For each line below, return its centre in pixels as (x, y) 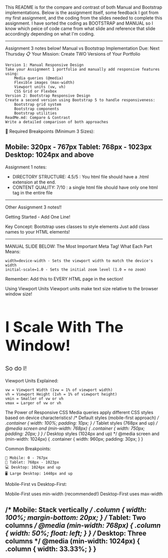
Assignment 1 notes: (26, 167)
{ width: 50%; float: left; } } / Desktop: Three (76, 533)
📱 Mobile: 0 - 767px (27, 458)
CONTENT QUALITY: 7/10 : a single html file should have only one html (85, 187)
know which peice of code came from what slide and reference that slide (80, 29)
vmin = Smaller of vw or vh (34, 399)
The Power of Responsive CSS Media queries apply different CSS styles (79, 413)
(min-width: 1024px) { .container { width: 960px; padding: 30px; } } (74, 439)
